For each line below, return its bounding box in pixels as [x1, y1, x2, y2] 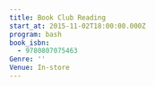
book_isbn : [9, 38, 50, 47]
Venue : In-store [9, 64, 70, 73]
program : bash [9, 30, 63, 39]
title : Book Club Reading [9, 13, 106, 22]
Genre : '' [9, 55, 47, 64]
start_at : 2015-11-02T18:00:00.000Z [9, 21, 146, 30]
